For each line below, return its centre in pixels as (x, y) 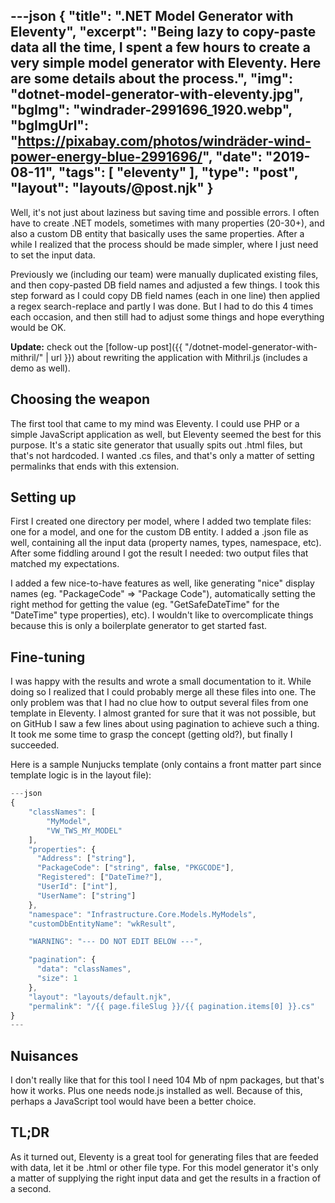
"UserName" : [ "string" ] (86, 895)
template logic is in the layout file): (81, 775)
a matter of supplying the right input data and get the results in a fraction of (166, 1178)
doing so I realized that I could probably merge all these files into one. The (163, 692)
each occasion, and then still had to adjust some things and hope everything (167, 316)
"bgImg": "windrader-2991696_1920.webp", (151, 110)
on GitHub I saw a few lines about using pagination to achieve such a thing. (165, 724)
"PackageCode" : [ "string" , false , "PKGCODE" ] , (135, 868)
